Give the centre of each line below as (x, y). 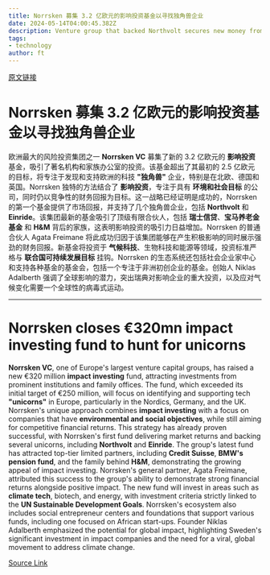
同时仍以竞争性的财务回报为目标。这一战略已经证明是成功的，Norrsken (139, 196)
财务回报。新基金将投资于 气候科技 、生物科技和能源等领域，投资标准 (136, 247)
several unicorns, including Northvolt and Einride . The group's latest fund (131, 445)
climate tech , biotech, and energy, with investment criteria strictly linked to (133, 495)
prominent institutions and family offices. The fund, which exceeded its (126, 384)
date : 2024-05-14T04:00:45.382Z (62, 23)
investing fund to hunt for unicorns (127, 345)
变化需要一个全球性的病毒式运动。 (72, 287)
